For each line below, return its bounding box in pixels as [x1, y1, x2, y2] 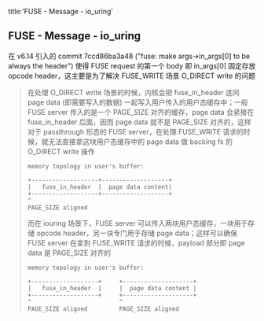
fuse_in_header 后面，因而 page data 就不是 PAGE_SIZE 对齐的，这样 [27, 117, 251, 127]
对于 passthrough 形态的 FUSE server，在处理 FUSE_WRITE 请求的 [27, 127, 244, 136]
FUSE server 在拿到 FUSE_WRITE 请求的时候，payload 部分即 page [27, 238, 246, 247]
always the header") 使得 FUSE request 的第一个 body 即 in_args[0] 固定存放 [8, 61, 256, 70]
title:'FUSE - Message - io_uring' [8, 7, 114, 16]
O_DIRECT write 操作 [27, 146, 96, 156]
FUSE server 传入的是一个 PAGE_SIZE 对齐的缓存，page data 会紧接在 [27, 107, 255, 116]
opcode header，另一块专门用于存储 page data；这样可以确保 [36, 228, 238, 238]
